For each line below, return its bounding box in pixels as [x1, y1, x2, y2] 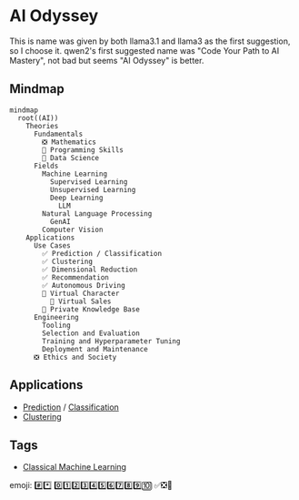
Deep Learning [49, 193, 104, 202]
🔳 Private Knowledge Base [42, 304, 141, 314]
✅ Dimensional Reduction [42, 265, 138, 274]
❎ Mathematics [42, 138, 97, 147]
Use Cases [33, 240, 71, 250]
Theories [25, 121, 59, 130]
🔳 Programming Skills [42, 145, 125, 155]
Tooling [42, 321, 71, 330]
